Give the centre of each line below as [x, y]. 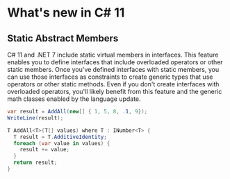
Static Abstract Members [63, 38]
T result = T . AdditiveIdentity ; [60, 137]
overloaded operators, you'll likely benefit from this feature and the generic [115, 92]
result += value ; [45, 150]
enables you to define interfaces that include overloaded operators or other [115, 62]
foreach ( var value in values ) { [62, 143]
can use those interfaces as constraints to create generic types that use [110, 77]
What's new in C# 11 [66, 13]
